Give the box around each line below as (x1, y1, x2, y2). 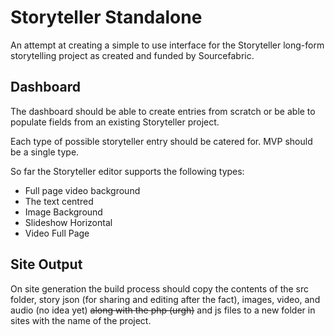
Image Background (24, 206, 103, 218)
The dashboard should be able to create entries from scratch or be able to (10, 105, 316, 117)
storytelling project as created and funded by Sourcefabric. (10, 49, 255, 61)
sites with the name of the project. (10, 314, 152, 326)
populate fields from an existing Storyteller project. (10, 116, 220, 128)
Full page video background (24, 184, 141, 196)
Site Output (10, 256, 83, 273)
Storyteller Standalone (10, 6, 203, 29)
